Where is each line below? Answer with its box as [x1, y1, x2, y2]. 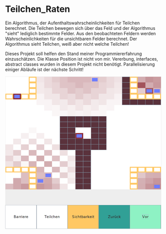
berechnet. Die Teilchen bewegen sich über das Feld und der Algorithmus [5, 25, 156, 31]
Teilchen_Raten [5, 3, 70, 15]
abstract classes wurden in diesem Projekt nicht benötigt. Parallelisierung [5, 61, 155, 67]
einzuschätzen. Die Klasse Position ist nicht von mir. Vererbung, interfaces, [5, 56, 159, 62]
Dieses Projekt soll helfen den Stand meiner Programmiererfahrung [5, 51, 142, 57]
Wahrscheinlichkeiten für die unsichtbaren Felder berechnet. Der [5, 36, 137, 42]
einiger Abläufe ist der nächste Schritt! [5, 66, 84, 73]
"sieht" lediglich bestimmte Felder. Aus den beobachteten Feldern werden [5, 30, 156, 36]
